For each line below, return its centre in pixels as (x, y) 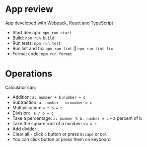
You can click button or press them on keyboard (61, 139)
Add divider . (26, 129)
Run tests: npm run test (37, 43)
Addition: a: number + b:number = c (49, 97)
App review (29, 9)
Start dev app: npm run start (42, 32)
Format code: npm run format (42, 54)
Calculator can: (21, 87)
